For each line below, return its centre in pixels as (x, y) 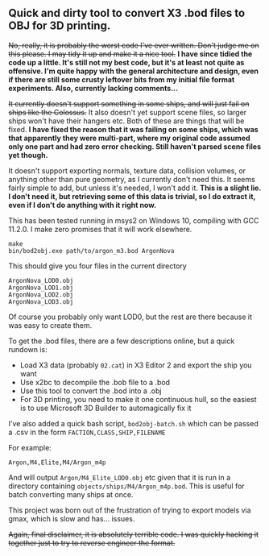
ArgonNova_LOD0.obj (41, 280)
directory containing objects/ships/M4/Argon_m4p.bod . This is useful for (126, 486)
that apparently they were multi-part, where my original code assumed (129, 138)
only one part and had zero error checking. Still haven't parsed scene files (135, 146)
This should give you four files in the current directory (97, 266)
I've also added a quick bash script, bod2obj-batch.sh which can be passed (134, 423)
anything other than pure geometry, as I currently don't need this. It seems (132, 179)
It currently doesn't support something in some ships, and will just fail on (129, 103)
